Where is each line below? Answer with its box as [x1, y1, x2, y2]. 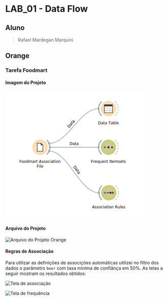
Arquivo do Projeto [5, 225, 46, 232]
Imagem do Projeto [5, 79, 46, 86]
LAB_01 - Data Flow [5, 3, 88, 15]
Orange [5, 51, 30, 60]
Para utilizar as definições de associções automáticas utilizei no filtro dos [5, 259, 159, 265]
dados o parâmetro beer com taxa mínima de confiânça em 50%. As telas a [5, 265, 163, 271]
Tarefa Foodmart [5, 67, 47, 74]
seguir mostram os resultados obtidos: [5, 270, 87, 277]
